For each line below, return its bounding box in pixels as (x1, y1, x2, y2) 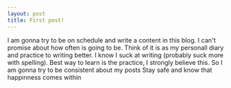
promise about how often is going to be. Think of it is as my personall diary (7, 43, 224, 52)
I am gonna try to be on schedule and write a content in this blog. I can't (7, 36, 216, 44)
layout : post (7, 10, 46, 17)
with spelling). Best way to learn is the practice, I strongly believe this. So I (7, 58, 223, 66)
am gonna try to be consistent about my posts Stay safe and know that (7, 66, 213, 74)
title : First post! (7, 17, 65, 24)
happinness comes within (7, 73, 82, 81)
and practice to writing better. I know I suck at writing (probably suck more (7, 50, 224, 59)
